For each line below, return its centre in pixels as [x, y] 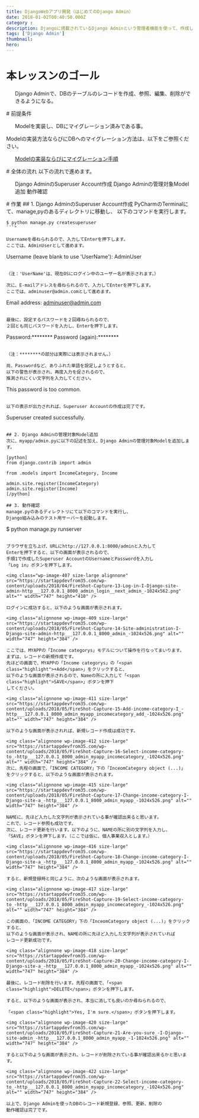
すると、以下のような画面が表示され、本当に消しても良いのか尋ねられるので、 [87, 1001]
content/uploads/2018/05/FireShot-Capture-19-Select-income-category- [95, 899]
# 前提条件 [19, 113]
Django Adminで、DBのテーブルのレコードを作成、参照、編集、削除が [100, 93]
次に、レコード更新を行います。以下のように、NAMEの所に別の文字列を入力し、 [88, 830]
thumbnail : [20, 39]
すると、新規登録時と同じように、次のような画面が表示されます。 [74, 878]
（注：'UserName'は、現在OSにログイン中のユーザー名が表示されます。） [82, 273]
